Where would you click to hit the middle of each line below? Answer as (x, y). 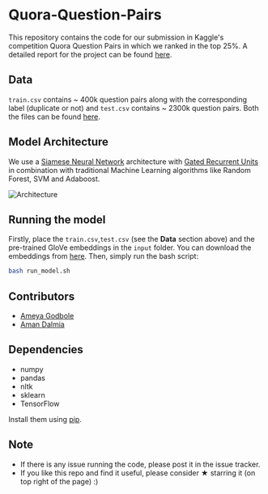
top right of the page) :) (59, 481)
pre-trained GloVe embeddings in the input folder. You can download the (130, 247)
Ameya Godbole (47, 316)
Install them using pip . (45, 419)
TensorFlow (40, 403)
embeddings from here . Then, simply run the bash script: (104, 256)
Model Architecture (59, 142)
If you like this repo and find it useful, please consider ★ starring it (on (138, 473)
